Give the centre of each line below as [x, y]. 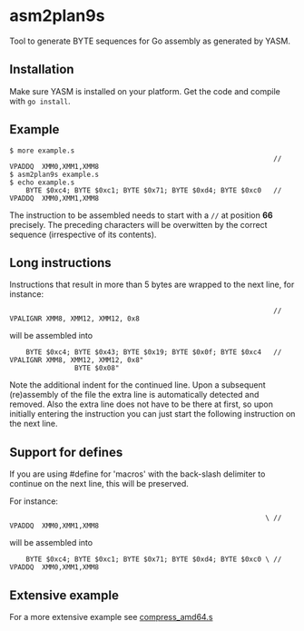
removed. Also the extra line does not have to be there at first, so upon [142, 404]
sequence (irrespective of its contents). [83, 234]
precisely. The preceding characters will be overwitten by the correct [138, 224]
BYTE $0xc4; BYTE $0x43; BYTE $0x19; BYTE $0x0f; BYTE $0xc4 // [154, 352]
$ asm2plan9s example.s [54, 174]
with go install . [40, 101]
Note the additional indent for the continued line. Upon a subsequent [137, 385]
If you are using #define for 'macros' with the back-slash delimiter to [137, 474]
